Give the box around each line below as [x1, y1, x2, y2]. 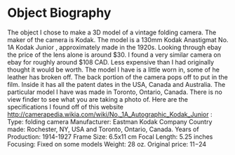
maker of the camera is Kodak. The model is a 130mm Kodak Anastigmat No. [7, 35, 229, 43]
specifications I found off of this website [7, 102, 124, 111]
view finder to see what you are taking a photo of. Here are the [7, 95, 188, 103]
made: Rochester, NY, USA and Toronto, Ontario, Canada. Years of [7, 125, 199, 133]
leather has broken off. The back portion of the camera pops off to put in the [7, 72, 228, 81]
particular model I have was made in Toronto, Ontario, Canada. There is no [7, 88, 222, 96]
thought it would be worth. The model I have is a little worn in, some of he [7, 65, 220, 74]
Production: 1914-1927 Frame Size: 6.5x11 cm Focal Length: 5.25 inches [7, 132, 213, 141]
